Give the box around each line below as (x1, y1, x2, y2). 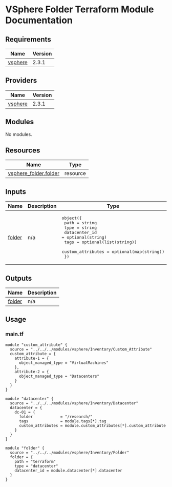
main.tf (5, 330, 24, 338)
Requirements (5, 35, 51, 44)
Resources (5, 146, 40, 155)
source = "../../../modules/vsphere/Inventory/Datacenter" (10, 400, 139, 406)
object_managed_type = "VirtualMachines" (18, 360, 109, 365)
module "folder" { (5, 445, 45, 451)
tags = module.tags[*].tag (18, 418, 106, 424)
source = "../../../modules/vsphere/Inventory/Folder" (10, 450, 130, 455)
